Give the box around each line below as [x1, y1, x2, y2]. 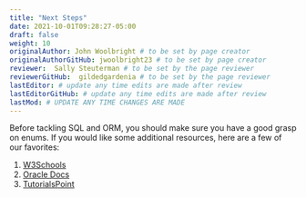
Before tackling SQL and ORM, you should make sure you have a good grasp [9, 123, 297, 134]
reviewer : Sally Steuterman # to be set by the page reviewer [9, 64, 255, 74]
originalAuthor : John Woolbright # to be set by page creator [9, 47, 250, 56]
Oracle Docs [22, 169, 70, 180]
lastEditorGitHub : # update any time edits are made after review [9, 89, 267, 98]
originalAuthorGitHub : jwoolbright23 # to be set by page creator [9, 55, 267, 64]
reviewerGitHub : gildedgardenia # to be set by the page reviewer [9, 73, 271, 82]
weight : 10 [9, 38, 51, 48]
